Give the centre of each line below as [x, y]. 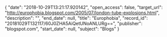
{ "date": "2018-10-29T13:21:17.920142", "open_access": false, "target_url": [84, 7]
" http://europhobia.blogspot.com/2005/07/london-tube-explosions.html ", [82, 13]
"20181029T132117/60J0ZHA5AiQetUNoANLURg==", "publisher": [74, 23]
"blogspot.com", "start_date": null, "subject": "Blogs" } [62, 29]
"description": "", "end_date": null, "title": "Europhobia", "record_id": [76, 18]
